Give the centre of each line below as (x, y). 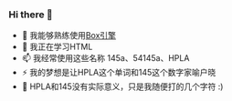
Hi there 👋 (31, 15)
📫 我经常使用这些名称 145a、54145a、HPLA (105, 58)
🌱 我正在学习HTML (57, 47)
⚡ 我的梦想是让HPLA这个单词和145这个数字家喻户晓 (119, 73)
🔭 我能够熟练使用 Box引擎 (69, 35)
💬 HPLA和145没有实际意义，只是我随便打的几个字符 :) (122, 86)
